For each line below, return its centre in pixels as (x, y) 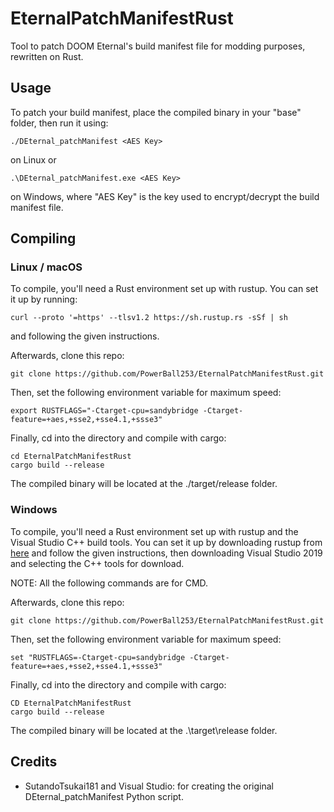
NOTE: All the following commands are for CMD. (109, 583)
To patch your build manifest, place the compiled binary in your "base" (156, 112)
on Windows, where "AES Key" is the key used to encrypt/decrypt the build (165, 196)
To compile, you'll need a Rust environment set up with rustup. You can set (164, 289)
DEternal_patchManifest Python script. (104, 796)
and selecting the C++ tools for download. (97, 563)
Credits (34, 762)
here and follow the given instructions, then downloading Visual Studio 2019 (166, 553)
